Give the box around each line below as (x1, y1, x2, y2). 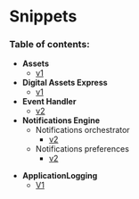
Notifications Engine (21, 115, 101, 126)
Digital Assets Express (21, 78, 109, 88)
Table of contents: (9, 38, 91, 51)
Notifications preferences (35, 144, 129, 154)
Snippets (9, 6, 78, 27)
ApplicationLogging (21, 170, 98, 181)
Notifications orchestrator (35, 125, 131, 136)
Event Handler (21, 96, 77, 107)
